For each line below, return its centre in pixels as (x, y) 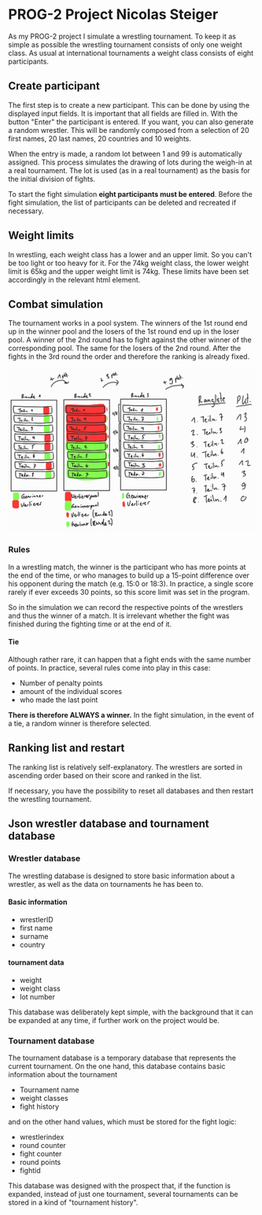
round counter (43, 1146)
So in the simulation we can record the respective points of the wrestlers (126, 607)
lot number (37, 996)
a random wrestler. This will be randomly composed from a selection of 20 (129, 130)
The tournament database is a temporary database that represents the (122, 1058)
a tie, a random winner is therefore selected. (80, 724)
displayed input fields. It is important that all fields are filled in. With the (123, 113)
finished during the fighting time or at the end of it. (90, 624)
